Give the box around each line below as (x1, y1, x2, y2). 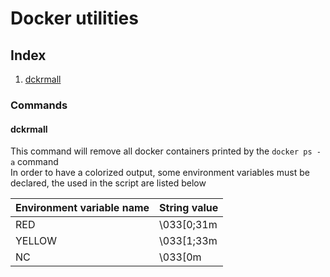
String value (159, 201, 219, 215)
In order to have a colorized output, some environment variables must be (10, 167, 310, 179)
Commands (10, 98, 68, 112)
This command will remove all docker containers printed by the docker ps (10, 145, 313, 157)
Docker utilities (10, 7, 139, 30)
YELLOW (15, 234, 58, 248)
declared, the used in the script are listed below (10, 177, 207, 189)
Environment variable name (15, 201, 150, 215)
